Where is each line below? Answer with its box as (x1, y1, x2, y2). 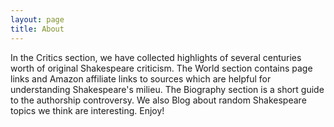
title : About (10, 24, 65, 34)
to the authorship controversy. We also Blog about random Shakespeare (10, 94, 307, 106)
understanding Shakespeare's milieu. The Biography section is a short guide (10, 83, 325, 95)
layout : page (10, 14, 65, 25)
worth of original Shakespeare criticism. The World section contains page (10, 62, 313, 74)
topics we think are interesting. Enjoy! (10, 104, 165, 116)
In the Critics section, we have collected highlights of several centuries (10, 51, 302, 63)
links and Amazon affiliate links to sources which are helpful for (10, 72, 272, 85)
